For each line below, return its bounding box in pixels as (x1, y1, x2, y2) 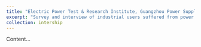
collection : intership (6, 19, 63, 25)
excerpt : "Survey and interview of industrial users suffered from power (6, 14, 194, 20)
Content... (6, 36, 31, 43)
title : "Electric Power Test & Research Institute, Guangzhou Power (6, 8, 181, 15)
